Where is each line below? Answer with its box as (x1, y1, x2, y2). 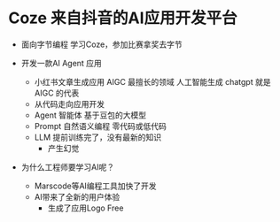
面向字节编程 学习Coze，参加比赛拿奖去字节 (20, 39, 183, 50)
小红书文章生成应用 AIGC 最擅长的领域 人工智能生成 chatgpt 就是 (34, 76, 271, 87)
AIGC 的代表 (34, 88, 80, 98)
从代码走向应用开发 (34, 98, 105, 109)
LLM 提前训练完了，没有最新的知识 (34, 132, 162, 142)
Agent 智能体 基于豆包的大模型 (34, 110, 147, 120)
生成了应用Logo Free (47, 203, 124, 213)
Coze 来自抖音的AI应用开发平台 (8, 8, 237, 28)
